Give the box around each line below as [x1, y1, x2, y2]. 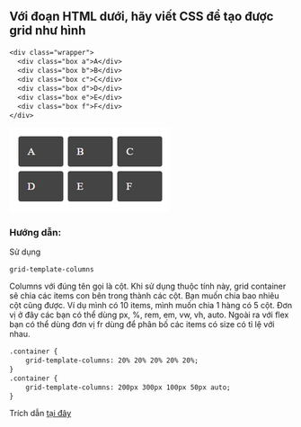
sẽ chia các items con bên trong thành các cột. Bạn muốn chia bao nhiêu [9, 290, 280, 301]
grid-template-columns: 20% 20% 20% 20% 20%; [25, 356, 199, 365]
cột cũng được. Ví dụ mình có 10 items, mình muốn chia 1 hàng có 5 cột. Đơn [9, 300, 293, 311]
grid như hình [9, 23, 86, 39]
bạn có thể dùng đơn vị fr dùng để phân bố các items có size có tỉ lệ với [9, 319, 275, 330]
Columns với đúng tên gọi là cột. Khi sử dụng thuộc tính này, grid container [9, 280, 287, 292]
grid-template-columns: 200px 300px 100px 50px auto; [25, 383, 231, 392]
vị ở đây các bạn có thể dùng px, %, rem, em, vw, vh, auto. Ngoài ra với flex [9, 309, 289, 320]
